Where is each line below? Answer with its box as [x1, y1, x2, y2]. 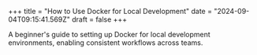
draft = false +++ [72, 15, 128, 24]
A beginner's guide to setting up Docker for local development [8, 30, 210, 39]
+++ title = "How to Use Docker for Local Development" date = [8, 7, 213, 15]
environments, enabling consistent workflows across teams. [8, 38, 203, 47]
